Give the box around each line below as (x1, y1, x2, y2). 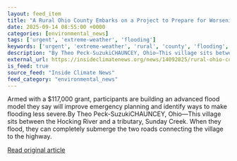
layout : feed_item (7, 10, 61, 18)
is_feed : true (7, 63, 49, 70)
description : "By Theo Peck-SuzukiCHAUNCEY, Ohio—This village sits (7, 50, 213, 57)
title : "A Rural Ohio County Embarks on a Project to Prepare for (7, 17, 207, 24)
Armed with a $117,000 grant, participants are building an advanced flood (7, 95, 220, 103)
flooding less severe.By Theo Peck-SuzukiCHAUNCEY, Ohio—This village (7, 110, 221, 118)
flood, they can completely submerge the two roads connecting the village (7, 124, 224, 134)
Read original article (7, 146, 66, 155)
